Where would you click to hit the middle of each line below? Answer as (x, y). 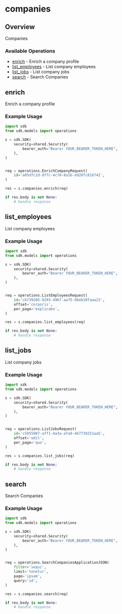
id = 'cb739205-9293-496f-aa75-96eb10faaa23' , (59, 300)
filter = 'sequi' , (30, 567)
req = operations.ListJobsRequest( (41, 429)
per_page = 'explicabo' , (37, 309)
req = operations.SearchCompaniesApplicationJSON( (57, 563)
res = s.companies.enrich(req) (37, 189)
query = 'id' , (26, 581)
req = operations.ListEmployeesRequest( (46, 296)
